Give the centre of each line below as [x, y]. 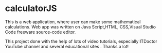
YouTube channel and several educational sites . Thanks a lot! [67, 46]
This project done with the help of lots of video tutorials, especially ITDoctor [81, 41]
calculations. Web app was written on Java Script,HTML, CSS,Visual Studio [81, 26]
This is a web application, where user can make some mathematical [73, 22]
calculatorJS [31, 8]
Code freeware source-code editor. [41, 32]
